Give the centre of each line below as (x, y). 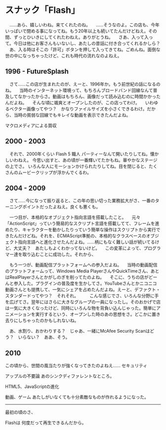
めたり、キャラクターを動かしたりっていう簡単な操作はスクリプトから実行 (81, 230)
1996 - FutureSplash (37, 71)
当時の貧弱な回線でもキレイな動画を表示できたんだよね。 (72, 115)
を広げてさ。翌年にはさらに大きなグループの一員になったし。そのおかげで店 (83, 302)
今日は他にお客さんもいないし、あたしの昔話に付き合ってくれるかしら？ (87, 43)
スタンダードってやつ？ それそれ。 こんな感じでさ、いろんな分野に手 (82, 296)
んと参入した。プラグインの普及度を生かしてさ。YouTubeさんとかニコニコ (81, 283)
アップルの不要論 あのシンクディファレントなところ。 (60, 376)
